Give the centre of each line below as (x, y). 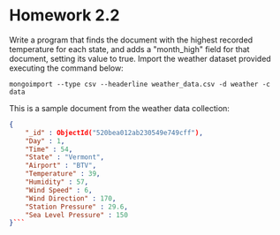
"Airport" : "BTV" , (61, 166)
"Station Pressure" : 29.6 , (76, 207)
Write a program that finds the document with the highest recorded (131, 40)
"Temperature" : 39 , (63, 174)
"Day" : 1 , (45, 141)
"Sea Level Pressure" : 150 (76, 215)
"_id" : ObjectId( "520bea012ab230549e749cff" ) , (114, 133)
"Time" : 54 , (49, 149)
